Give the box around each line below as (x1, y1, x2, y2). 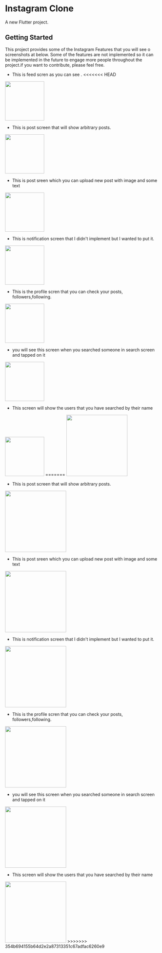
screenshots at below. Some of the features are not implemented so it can (5, 51, 154, 57)
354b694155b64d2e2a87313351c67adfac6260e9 (5, 943, 105, 949)
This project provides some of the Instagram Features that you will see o (5, 46, 150, 52)
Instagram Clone (5, 3, 74, 14)
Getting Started (5, 33, 53, 42)
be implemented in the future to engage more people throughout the (5, 57, 142, 63)
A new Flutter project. (5, 19, 49, 25)
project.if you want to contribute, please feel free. (5, 62, 105, 68)
